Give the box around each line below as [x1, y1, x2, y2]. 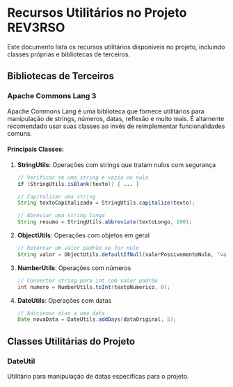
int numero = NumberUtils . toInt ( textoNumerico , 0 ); [17, 283, 170, 290]
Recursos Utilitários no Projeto [7, 5, 187, 21]
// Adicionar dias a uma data [17, 310, 106, 317]
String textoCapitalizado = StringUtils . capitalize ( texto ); [17, 200, 195, 207]
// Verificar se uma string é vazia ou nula [17, 174, 149, 181]
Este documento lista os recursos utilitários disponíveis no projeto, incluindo [7, 42, 225, 51]
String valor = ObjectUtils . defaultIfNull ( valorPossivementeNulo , [17, 251, 214, 258]
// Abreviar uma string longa [17, 212, 106, 219]
